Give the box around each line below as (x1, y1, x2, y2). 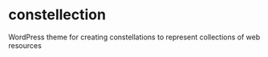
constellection (8, 6, 107, 24)
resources (8, 40, 42, 50)
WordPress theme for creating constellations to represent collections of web (8, 32, 261, 42)
